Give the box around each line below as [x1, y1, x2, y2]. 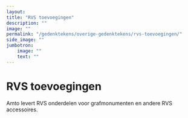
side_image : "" [6, 37, 45, 43]
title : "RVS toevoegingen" [6, 14, 74, 20]
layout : [6, 8, 26, 15]
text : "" [17, 54, 39, 60]
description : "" [6, 20, 47, 26]
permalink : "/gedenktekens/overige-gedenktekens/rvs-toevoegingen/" [6, 31, 183, 37]
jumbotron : [6, 43, 34, 49]
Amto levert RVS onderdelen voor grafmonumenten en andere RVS [6, 99, 173, 107]
